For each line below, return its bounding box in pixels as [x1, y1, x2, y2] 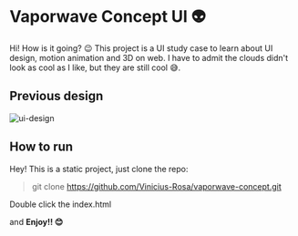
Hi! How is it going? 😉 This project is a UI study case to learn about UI [9, 42, 273, 54]
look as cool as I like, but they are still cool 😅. [9, 62, 181, 73]
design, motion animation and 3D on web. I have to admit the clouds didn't [9, 52, 289, 63]
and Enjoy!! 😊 [9, 216, 64, 227]
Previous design [9, 88, 104, 104]
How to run [9, 139, 74, 155]
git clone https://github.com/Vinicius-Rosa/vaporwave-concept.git [31, 180, 282, 191]
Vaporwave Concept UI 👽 [9, 6, 207, 27]
